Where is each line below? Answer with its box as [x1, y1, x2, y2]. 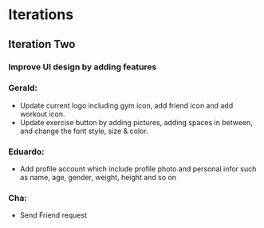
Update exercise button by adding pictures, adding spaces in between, [19, 117, 253, 127]
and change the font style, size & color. [19, 126, 149, 136]
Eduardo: [8, 146, 45, 157]
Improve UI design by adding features [8, 61, 157, 73]
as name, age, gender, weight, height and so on [19, 173, 177, 183]
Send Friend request [19, 210, 88, 220]
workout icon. [19, 109, 65, 119]
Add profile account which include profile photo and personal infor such [19, 164, 257, 174]
